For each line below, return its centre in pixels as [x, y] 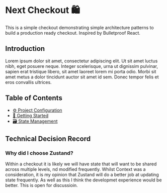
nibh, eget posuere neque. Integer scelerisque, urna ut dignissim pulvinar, [82, 66]
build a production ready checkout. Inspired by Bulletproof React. [73, 33]
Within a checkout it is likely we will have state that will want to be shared [81, 164]
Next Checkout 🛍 [43, 10]
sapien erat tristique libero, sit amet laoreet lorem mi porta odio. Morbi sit [81, 71]
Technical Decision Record [48, 138]
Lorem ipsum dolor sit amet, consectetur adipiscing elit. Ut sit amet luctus [81, 61]
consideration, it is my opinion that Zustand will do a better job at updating [82, 175]
